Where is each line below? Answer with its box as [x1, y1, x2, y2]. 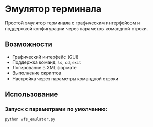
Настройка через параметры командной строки [12, 75, 118, 82]
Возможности [5, 40, 52, 49]
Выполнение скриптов [12, 70, 62, 76]
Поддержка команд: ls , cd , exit [12, 59, 82, 65]
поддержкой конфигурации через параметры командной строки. [5, 25, 148, 31]
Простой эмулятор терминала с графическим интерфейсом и [5, 20, 140, 26]
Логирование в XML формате [12, 64, 77, 70]
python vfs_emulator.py [5, 117, 56, 122]
